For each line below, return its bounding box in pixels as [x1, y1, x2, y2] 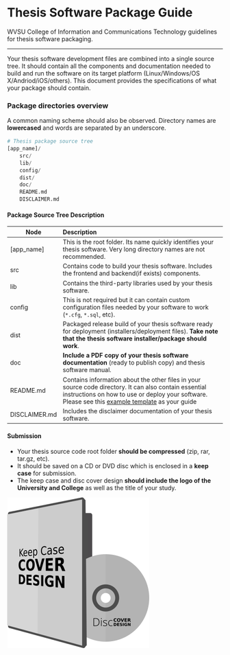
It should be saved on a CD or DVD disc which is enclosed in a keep [16, 461, 209, 470]
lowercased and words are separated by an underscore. [7, 124, 166, 132]
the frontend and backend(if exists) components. [62, 269, 201, 277]
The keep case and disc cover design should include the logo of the [16, 476, 212, 485]
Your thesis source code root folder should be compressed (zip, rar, [16, 447, 210, 455]
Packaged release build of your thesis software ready [62, 320, 214, 328]
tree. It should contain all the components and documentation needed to [7, 62, 211, 70]
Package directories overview [7, 101, 109, 111]
